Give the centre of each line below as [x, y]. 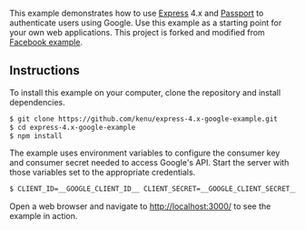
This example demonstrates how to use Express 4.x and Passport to [137, 13]
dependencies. [37, 102]
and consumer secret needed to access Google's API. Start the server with [149, 163]
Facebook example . [46, 42]
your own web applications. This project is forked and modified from [137, 32]
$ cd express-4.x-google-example [73, 127]
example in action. [44, 216]
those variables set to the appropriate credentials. [103, 173]
